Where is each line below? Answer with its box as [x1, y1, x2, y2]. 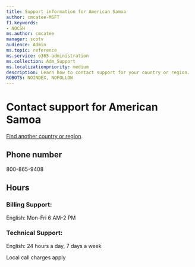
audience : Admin [6, 42, 46, 48]
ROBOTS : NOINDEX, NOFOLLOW [6, 75, 73, 81]
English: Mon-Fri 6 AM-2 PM [6, 214, 76, 221]
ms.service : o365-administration [6, 53, 89, 59]
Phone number [6, 150, 62, 160]
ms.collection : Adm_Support [6, 58, 76, 64]
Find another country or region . [6, 133, 83, 140]
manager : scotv [6, 36, 44, 42]
